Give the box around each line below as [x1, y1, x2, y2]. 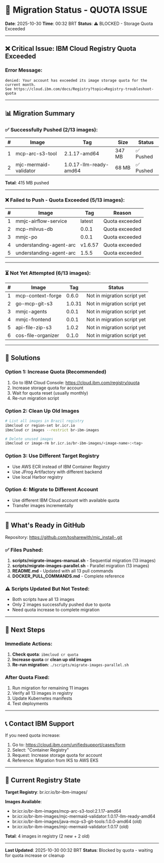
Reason [113, 209, 132, 216]
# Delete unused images [5, 436, 54, 442]
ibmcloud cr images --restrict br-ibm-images [5, 427, 99, 432]
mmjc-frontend [15, 316, 51, 323]
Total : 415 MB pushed [5, 180, 49, 186]
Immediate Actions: [5, 640, 53, 647]
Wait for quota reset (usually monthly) [12, 390, 88, 396]
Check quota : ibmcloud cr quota [12, 651, 79, 657]
